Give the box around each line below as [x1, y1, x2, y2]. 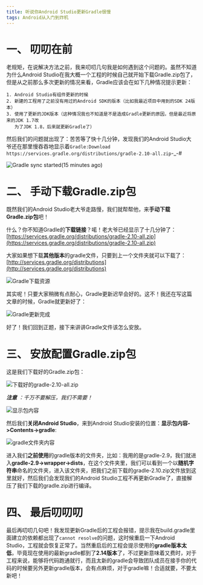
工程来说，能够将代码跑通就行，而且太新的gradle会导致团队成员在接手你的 [6, 557, 192, 564]
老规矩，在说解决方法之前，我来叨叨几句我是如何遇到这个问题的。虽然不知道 [6, 64, 197, 71]
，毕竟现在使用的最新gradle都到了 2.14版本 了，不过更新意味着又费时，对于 [11, 549, 197, 557]
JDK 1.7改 [14, 117, 39, 124]
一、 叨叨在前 [6, 42, 72, 56]
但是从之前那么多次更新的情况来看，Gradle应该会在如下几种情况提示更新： [6, 79, 192, 86]
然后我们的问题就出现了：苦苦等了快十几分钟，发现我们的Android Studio [6, 136, 187, 143]
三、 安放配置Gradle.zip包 [6, 347, 137, 361]
